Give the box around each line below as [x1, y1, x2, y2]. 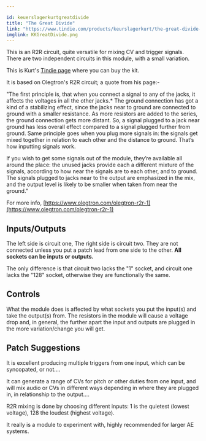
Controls [6, 289, 40, 300]
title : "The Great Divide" [6, 20, 75, 26]
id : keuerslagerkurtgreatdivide [6, 14, 89, 20]
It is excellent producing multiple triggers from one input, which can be [6, 359, 185, 366]
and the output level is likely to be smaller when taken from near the [6, 181, 178, 188]
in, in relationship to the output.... [6, 391, 90, 398]
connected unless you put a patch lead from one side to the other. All [6, 246, 182, 254]
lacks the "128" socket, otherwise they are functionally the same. [6, 271, 170, 279]
